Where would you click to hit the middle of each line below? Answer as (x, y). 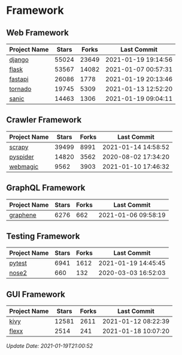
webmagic (24, 166)
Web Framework (37, 33)
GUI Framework (36, 294)
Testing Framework (43, 236)
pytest (18, 263)
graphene (23, 215)
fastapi (19, 79)
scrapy (19, 147)
